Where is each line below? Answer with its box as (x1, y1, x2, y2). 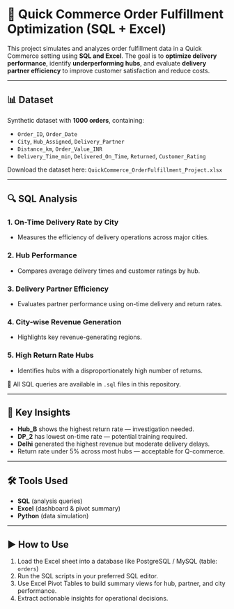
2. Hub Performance (7, 250, 77, 260)
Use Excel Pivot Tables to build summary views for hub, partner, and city (17, 579, 226, 588)
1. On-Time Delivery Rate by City (7, 218, 119, 227)
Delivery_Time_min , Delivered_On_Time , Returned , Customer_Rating (17, 151, 206, 160)
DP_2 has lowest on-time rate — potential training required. (17, 433, 188, 441)
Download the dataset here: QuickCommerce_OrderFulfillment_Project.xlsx (7, 165, 223, 174)
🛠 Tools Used (7, 474, 68, 487)
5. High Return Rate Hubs (7, 350, 94, 360)
